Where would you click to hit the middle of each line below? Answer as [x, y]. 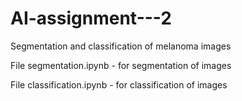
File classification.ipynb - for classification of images [119, 84]
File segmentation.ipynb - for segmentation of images [121, 65]
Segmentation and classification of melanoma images [121, 46]
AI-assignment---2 [91, 18]
